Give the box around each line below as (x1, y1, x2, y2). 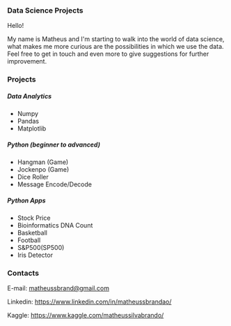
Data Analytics (7, 91, 52, 100)
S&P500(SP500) (17, 244, 65, 252)
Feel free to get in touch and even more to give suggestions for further (7, 50, 209, 58)
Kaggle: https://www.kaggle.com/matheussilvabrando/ (7, 311, 164, 320)
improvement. (7, 57, 47, 66)
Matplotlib (17, 124, 47, 133)
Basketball (17, 229, 47, 237)
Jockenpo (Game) (17, 165, 70, 174)
